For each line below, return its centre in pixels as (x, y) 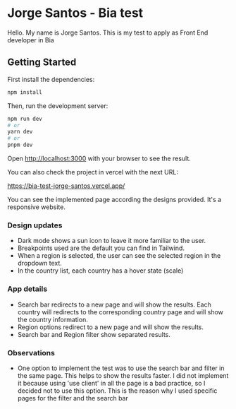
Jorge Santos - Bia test (75, 13)
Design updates (35, 225)
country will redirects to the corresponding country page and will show (120, 312)
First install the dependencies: (51, 79)
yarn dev (20, 132)
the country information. (52, 319)
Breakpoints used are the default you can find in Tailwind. (101, 248)
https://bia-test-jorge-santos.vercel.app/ (66, 186)
